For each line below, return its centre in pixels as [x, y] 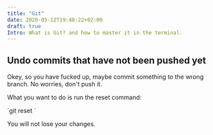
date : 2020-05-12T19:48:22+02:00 [55, 20]
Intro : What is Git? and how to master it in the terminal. [95, 33]
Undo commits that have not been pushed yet [106, 60]
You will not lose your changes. [52, 124]
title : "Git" [26, 13]
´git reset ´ [22, 111]
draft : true [24, 26]
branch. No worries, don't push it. [55, 84]
